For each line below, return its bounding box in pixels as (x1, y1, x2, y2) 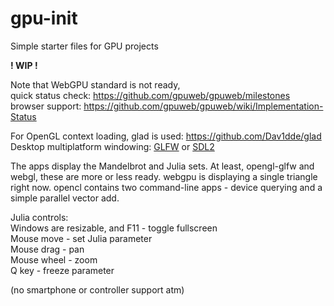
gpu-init (10, 7, 78, 30)
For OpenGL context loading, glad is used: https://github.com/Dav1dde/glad (10, 130, 322, 142)
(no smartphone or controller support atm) (10, 283, 185, 296)
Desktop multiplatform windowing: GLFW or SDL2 (10, 140, 215, 152)
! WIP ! (10, 59, 38, 71)
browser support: (10, 100, 82, 112)
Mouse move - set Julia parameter (10, 232, 153, 244)
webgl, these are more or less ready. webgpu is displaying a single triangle (10, 170, 318, 182)
